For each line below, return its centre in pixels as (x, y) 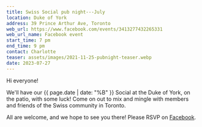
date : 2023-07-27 (28, 63)
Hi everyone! (22, 81)
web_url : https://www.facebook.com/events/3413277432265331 (85, 29)
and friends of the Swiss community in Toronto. (66, 105)
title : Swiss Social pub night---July (56, 12)
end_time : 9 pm (26, 46)
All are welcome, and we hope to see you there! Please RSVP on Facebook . (101, 117)
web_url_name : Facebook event (45, 35)
